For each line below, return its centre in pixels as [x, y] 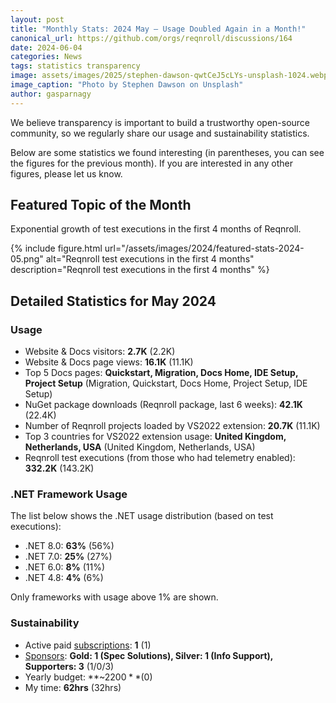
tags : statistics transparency [75, 66]
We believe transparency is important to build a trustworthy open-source [160, 122]
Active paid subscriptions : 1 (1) [88, 645]
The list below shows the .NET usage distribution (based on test [142, 516]
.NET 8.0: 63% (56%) [69, 546]
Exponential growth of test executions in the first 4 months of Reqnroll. [156, 229]
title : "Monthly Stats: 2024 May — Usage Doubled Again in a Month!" [158, 29]
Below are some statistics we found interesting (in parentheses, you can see [167, 152]
